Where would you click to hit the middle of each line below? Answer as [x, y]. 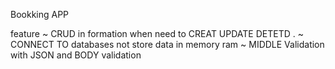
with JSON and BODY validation [76, 55]
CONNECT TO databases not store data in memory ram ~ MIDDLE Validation [167, 44]
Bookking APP [40, 14]
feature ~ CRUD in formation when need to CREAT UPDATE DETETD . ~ [157, 33]
